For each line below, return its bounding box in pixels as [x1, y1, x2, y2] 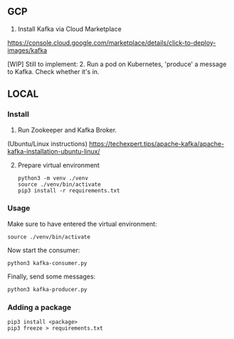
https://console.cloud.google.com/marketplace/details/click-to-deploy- [7, 38, 216, 47]
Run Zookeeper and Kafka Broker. [17, 125, 117, 134]
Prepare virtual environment [17, 160, 100, 169]
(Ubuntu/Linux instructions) [7, 139, 87, 148]
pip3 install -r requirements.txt [17, 187, 120, 194]
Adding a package [7, 302, 72, 312]
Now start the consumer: [7, 246, 80, 254]
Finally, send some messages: [7, 272, 96, 281]
